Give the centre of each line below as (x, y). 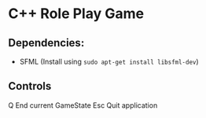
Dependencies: (46, 43)
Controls (30, 86)
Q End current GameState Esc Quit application (83, 105)
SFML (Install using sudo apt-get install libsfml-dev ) (109, 61)
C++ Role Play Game (76, 14)
